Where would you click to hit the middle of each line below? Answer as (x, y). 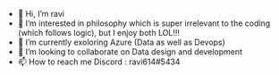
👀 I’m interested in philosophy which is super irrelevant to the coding (144, 23)
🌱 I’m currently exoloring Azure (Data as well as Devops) (122, 42)
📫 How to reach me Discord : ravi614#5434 (99, 62)
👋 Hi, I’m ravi (41, 14)
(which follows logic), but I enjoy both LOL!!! (99, 33)
